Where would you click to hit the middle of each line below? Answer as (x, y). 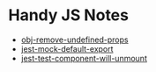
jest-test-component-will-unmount (84, 58)
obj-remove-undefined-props (74, 40)
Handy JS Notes (69, 15)
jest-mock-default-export (67, 48)
